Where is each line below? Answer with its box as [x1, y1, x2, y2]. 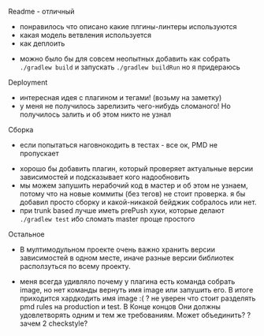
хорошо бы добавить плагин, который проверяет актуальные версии [19, 164, 254, 173]
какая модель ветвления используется [19, 31, 152, 39]
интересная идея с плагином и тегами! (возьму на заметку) [19, 93, 222, 102]
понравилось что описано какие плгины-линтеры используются [19, 22, 238, 31]
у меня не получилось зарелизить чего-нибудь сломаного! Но [19, 102, 231, 110]
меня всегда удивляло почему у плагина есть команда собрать [19, 277, 236, 286]
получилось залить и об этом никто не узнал [19, 110, 172, 119]
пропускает [19, 149, 59, 158]
